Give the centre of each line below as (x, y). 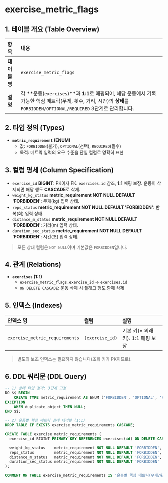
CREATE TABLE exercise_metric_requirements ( (53, 434)
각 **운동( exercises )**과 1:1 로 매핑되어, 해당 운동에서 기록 (88, 94)
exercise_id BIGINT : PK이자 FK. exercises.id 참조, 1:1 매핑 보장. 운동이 (84, 183)
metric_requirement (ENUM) (41, 140)
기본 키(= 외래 (138, 331)
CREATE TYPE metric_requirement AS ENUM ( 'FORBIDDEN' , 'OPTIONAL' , (86, 397)
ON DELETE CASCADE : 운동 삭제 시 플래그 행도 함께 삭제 (72, 288)
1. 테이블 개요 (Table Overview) (52, 29)
